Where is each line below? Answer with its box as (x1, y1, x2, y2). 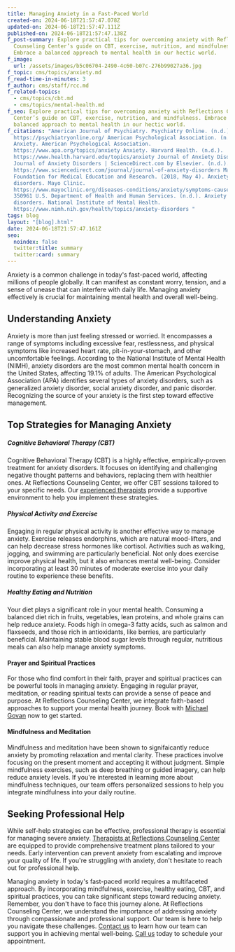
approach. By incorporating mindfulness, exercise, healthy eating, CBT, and (7, 885, 225, 893)
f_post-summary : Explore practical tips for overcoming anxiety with (7, 36, 215, 43)
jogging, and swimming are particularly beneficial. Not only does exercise (7, 549, 219, 558)
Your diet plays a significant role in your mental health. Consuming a (7, 605, 204, 614)
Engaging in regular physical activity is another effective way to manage (7, 527, 215, 536)
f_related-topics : (7, 88, 61, 95)
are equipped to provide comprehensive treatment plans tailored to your (7, 841, 215, 850)
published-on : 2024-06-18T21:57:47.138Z (7, 29, 127, 37)
